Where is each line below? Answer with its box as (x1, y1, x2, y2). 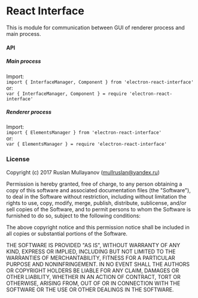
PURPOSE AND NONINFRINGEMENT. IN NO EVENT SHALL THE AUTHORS (6, 260, 190, 268)
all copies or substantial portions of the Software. (6, 230, 127, 237)
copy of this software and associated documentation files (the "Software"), (6, 186, 191, 193)
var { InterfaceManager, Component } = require (6, 91, 127, 97)
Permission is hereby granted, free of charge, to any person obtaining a (6, 180, 182, 188)
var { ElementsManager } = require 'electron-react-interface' (6, 142, 167, 148)
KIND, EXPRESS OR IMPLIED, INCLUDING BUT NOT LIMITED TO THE (6, 248, 176, 255)
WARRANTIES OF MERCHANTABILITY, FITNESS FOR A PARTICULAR (6, 254, 175, 261)
